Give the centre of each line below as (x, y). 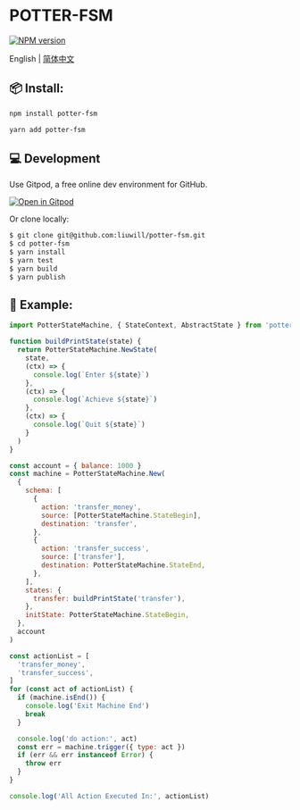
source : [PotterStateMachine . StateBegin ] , (121, 515)
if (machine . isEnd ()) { (61, 697)
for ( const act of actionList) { (71, 689)
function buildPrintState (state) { (75, 342)
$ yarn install (37, 252)
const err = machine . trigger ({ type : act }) (101, 747)
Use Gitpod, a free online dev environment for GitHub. (108, 185)
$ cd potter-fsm (39, 244)
